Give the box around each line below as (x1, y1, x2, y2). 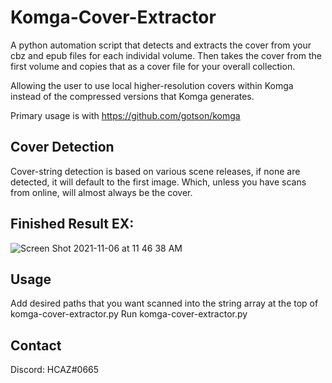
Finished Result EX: (10, 216, 135, 233)
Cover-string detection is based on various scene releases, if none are (10, 165, 301, 177)
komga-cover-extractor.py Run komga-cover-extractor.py (10, 308, 248, 320)
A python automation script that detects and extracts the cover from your (10, 39, 312, 51)
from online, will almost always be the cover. (10, 186, 193, 198)
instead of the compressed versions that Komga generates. (10, 90, 255, 102)
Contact (10, 337, 62, 354)
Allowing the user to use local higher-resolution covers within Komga (10, 79, 294, 91)
